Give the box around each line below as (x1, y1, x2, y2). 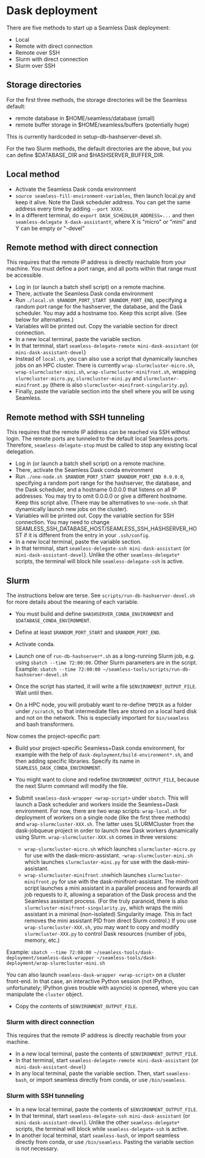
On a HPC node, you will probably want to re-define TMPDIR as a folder (15, 701, 192, 708)
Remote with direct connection (15, 42, 93, 50)
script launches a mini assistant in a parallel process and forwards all (24, 884, 198, 892)
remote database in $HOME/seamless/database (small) (15, 114, 155, 122)
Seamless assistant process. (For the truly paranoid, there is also (24, 897, 188, 905)
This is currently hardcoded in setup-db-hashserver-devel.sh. (6, 133, 162, 140)
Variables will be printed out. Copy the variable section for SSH (15, 512, 174, 519)
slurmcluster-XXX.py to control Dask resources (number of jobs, (24, 930, 187, 937)
